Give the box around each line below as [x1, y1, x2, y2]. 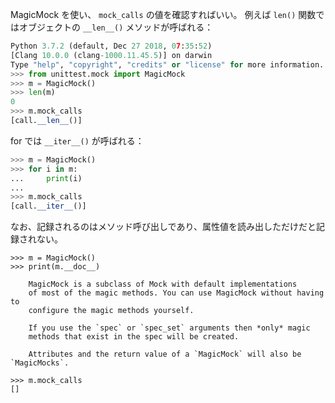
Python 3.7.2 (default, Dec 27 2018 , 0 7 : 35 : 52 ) [10, 41, 213, 51]
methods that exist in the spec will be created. [28, 332, 240, 342]
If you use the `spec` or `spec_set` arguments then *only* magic [28, 323, 311, 333]
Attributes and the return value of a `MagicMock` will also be [28, 349, 302, 360]
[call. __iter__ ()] [10, 201, 87, 212]
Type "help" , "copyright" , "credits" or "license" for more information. [10, 59, 325, 70]
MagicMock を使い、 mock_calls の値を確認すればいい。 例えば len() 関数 [10, 9, 317, 20]
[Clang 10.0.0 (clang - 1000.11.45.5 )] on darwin [10, 50, 213, 60]
